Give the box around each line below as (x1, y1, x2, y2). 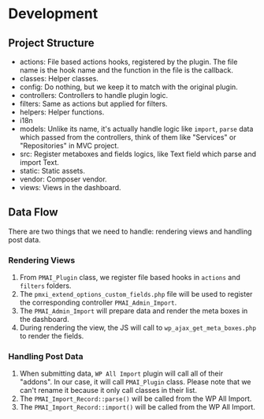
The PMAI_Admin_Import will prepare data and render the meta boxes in (19, 306, 248, 316)
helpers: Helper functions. (19, 107, 105, 117)
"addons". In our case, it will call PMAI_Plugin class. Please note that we (19, 377, 251, 387)
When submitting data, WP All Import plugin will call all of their (19, 368, 223, 379)
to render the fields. (19, 331, 84, 341)
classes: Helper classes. (19, 74, 99, 83)
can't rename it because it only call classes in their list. (19, 386, 197, 395)
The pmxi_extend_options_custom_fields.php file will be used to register (19, 290, 253, 299)
